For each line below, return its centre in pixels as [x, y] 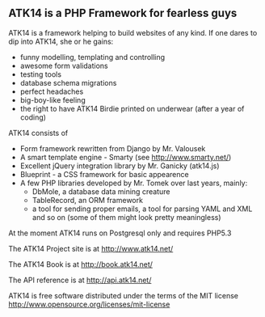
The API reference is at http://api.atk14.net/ [80, 280]
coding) [33, 117]
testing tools [41, 74]
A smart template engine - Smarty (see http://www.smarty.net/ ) [126, 157]
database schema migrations [68, 82]
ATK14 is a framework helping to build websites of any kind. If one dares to [133, 32]
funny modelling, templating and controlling [93, 57]
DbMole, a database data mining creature [101, 191]
